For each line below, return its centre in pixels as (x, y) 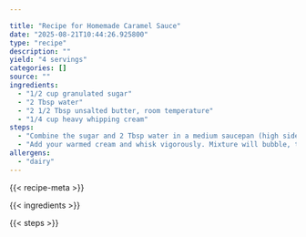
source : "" (30, 77)
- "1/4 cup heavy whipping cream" (83, 119)
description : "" (40, 51)
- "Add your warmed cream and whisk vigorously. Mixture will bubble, (154, 145)
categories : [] (38, 68)
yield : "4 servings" (49, 60)
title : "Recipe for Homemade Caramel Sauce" (95, 26)
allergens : (30, 153)
